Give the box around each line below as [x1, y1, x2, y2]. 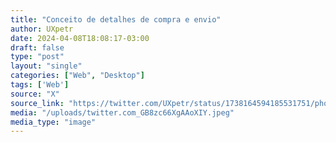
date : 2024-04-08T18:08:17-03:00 [10, 33, 150, 43]
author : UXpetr [10, 24, 74, 34]
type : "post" [10, 52, 65, 62]
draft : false [10, 42, 65, 53]
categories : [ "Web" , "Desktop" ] [10, 71, 145, 81]
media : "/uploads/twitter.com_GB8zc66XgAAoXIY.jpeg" [10, 107, 235, 118]
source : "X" [10, 89, 60, 99]
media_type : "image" [10, 117, 97, 127]
